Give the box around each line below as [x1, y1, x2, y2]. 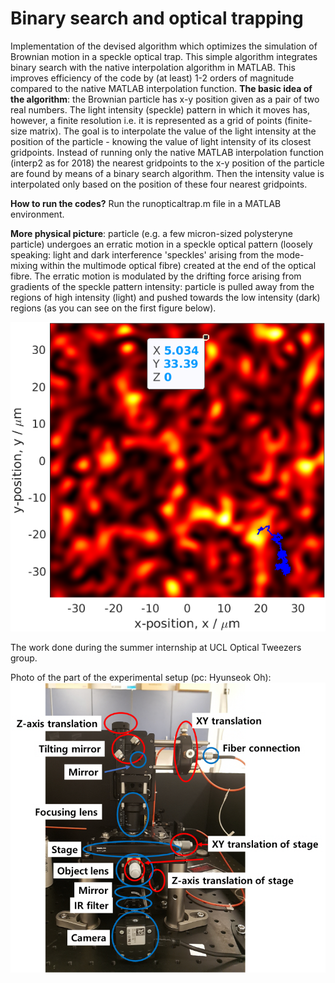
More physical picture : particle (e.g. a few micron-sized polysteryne [10, 227, 293, 239]
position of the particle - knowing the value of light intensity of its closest [10, 135, 312, 147]
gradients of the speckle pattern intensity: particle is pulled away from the [10, 280, 315, 292]
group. [10, 652, 38, 664]
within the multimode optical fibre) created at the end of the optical [39, 259, 317, 271]
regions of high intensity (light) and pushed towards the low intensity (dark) [10, 291, 321, 303]
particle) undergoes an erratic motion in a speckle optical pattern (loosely [10, 238, 313, 250]
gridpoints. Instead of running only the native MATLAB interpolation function [10, 146, 325, 158]
